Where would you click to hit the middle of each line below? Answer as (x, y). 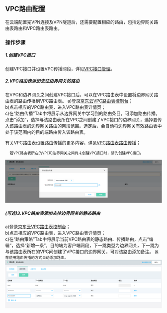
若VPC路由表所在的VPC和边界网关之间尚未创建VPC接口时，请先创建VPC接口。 (77, 153)
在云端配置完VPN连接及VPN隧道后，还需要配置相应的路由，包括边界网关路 (82, 22)
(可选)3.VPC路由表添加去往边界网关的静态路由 (53, 213)
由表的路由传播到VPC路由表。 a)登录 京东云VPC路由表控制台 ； (69, 101)
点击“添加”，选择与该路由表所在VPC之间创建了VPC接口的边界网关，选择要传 (83, 119)
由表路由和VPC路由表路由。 (34, 28)
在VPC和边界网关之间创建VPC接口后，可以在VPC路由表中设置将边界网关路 (82, 94)
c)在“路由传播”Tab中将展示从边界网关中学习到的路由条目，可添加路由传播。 (83, 113)
